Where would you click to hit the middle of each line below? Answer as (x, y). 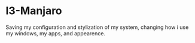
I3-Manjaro (34, 11)
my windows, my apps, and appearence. (56, 33)
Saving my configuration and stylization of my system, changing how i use (97, 27)
